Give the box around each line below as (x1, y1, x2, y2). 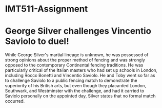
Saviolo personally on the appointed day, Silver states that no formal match (5, 93, 156, 99)
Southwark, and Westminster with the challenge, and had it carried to (5, 88, 144, 94)
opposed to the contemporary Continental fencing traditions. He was (5, 62, 143, 68)
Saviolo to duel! (5, 36, 69, 47)
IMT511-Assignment (5, 3, 88, 15)
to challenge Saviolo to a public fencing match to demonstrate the (5, 77, 138, 83)
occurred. (5, 98, 25, 104)
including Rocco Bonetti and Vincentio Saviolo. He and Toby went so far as (5, 73, 155, 78)
